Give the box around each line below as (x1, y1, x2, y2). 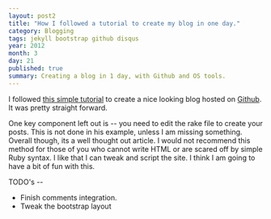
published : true (8, 65, 63, 73)
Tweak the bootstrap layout (19, 201, 112, 211)
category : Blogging (8, 27, 74, 35)
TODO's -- (8, 177, 44, 187)
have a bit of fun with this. (8, 161, 95, 171)
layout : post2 (8, 11, 57, 20)
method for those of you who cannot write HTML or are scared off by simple (8, 144, 263, 154)
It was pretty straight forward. (8, 103, 108, 112)
